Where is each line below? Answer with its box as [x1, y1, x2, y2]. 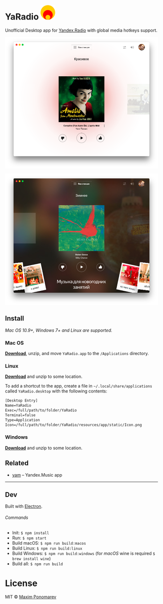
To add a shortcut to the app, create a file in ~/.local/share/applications [5, 383, 153, 389]
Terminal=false [5, 413, 36, 418]
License [5, 578, 38, 588]
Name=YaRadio [5, 403, 32, 408]
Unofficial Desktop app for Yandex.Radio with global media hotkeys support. [5, 27, 158, 33]
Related [5, 459, 29, 467]
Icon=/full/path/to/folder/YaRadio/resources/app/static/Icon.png [5, 423, 142, 427]
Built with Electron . [5, 503, 43, 509]
